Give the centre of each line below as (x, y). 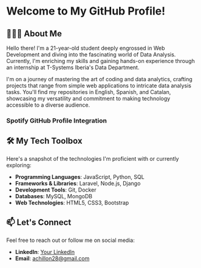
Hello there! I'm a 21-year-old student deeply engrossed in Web (86, 48)
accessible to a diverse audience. (48, 105)
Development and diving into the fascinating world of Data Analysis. (91, 55)
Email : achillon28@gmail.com (52, 258)
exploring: (19, 165)
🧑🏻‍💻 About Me (34, 34)
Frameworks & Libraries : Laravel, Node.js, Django (78, 183)
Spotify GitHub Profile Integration (57, 121)
